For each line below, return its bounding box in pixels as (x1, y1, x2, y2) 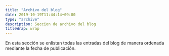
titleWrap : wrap (5, 26, 39, 31)
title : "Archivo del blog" (5, 7, 62, 13)
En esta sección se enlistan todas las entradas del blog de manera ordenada (5, 40, 164, 46)
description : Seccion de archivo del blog (5, 21, 96, 27)
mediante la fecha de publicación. (5, 45, 76, 51)
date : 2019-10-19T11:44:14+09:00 (5, 12, 76, 17)
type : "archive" (5, 17, 39, 22)
